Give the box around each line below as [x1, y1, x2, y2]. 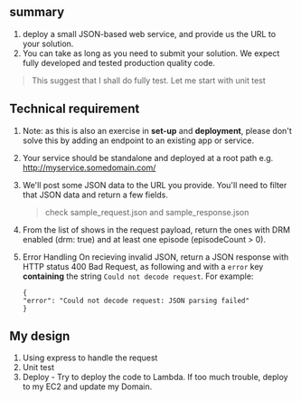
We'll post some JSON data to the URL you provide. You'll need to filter [22, 179, 287, 190]
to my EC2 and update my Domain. [22, 381, 153, 392]
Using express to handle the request [22, 352, 158, 363]
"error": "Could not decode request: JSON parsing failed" [22, 296, 250, 305]
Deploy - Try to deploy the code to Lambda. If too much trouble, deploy [22, 372, 288, 383]
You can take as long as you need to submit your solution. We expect [22, 47, 280, 59]
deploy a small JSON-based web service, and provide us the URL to [22, 28, 277, 39]
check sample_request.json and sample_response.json [44, 206, 249, 217]
